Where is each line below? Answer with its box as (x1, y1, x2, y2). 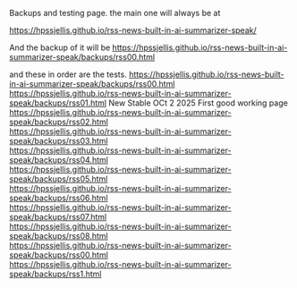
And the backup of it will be (9, 42, 111, 53)
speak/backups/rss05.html (9, 174, 108, 184)
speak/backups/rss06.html (9, 192, 109, 203)
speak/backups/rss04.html (9, 155, 109, 165)
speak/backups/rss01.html (9, 97, 107, 108)
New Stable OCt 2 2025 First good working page (108, 97, 288, 108)
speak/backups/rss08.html (9, 231, 109, 241)
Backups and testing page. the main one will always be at (9, 8, 221, 18)
